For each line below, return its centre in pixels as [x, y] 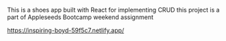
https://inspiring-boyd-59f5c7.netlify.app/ [66, 30]
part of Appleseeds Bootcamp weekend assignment [80, 17]
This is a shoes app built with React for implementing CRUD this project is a [114, 10]
